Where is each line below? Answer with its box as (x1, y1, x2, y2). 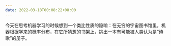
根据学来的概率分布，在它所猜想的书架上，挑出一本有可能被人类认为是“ (9, 29, 159, 35)
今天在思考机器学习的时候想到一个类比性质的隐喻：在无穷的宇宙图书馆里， (5, 22, 161, 28)
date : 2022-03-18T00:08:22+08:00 (5, 7, 76, 13)
